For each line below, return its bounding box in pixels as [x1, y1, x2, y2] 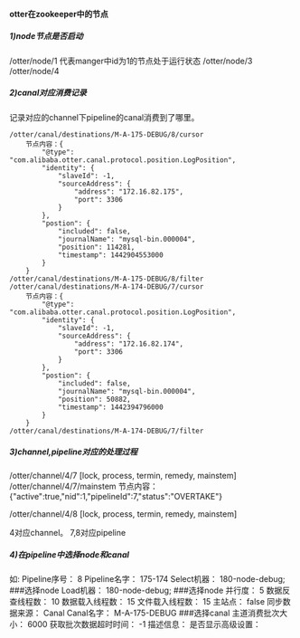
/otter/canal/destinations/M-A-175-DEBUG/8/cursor [9, 129, 204, 139]
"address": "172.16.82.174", [73, 339, 183, 348]
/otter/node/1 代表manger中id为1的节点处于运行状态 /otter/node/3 [9, 55, 253, 66]
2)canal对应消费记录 [9, 87, 88, 99]
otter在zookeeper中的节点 [9, 8, 108, 19]
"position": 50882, [57, 395, 131, 404]
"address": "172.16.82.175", [73, 186, 183, 196]
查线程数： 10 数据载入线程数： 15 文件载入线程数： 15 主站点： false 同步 [9, 596, 283, 607]
